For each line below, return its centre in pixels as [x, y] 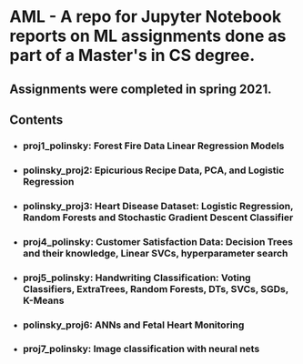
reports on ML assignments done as [148, 36]
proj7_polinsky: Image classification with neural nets [141, 349]
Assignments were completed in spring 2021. [141, 89]
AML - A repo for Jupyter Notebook [146, 17]
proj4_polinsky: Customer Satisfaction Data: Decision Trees [158, 241]
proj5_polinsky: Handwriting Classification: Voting [137, 278]
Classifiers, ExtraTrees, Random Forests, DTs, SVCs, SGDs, [156, 288]
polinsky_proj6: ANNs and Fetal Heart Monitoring [133, 325]
